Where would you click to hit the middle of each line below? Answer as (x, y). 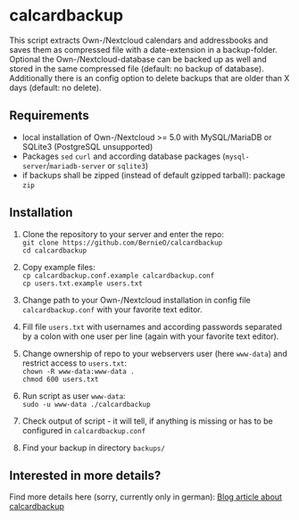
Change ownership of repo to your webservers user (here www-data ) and (154, 353)
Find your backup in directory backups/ (93, 448)
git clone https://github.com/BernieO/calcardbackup (122, 243)
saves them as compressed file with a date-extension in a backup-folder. (144, 49)
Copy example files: (58, 267)
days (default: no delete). (55, 87)
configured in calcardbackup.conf (84, 430)
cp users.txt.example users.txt (82, 283)
